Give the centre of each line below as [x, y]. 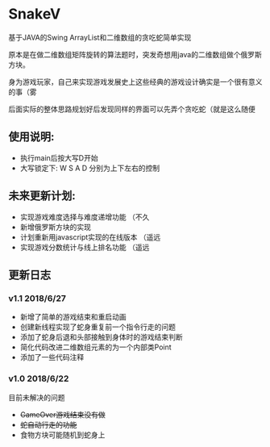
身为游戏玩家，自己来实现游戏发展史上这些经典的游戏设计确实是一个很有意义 [135, 81]
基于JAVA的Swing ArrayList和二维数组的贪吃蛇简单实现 [100, 37]
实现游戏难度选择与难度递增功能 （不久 [85, 217]
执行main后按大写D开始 [59, 157]
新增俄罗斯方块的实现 [55, 227]
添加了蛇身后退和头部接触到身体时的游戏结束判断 [101, 337]
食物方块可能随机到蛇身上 [62, 434]
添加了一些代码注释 [52, 357]
